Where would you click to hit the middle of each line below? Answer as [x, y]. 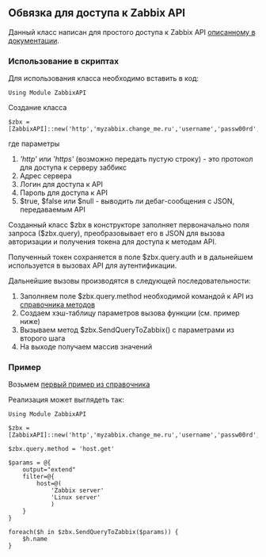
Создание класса [38, 108]
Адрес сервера [46, 176]
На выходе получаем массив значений [86, 347]
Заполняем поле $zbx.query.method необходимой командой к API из [136, 296]
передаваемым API [52, 210]
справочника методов [57, 305]
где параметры [34, 144]
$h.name [35, 539]
